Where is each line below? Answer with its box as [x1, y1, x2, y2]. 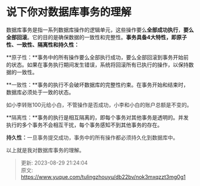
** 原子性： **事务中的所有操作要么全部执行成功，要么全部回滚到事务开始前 [6, 53, 189, 61]
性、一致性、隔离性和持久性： [6, 41, 79, 48]
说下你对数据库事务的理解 [6, 5, 132, 19]
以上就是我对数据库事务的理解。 [6, 146, 85, 153]
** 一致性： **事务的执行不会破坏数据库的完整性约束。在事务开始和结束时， [6, 81, 189, 88]
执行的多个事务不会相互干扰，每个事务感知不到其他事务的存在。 [6, 121, 162, 128]
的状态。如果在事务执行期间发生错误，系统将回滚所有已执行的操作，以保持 [6, 61, 189, 68]
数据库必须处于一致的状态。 [6, 89, 74, 96]
